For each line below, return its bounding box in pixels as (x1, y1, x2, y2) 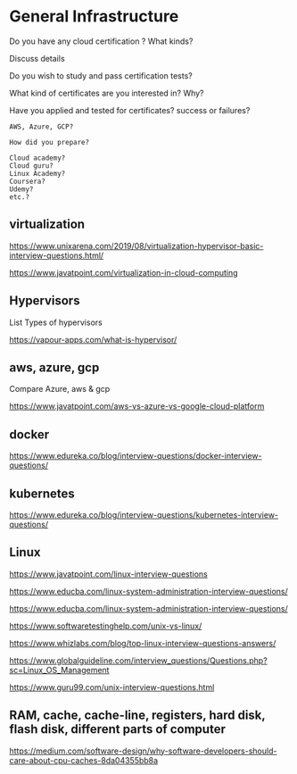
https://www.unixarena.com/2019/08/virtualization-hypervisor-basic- (9, 240, 264, 251)
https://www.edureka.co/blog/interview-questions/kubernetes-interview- (9, 510, 279, 520)
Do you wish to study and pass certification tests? (9, 70, 194, 81)
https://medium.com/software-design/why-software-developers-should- (9, 745, 277, 756)
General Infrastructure (9, 6, 179, 27)
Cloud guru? (9, 161, 54, 171)
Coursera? (9, 177, 46, 186)
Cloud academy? (9, 154, 66, 162)
